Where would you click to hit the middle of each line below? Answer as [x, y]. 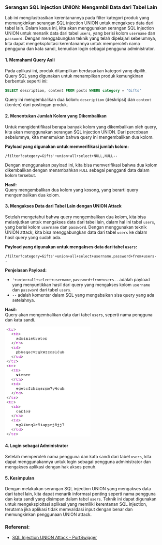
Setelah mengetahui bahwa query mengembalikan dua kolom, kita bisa [75, 217]
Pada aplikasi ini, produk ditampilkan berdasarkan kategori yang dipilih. [76, 71]
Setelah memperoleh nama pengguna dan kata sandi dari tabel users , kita [78, 456]
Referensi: [17, 527]
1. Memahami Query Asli [30, 60]
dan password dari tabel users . [42, 289]
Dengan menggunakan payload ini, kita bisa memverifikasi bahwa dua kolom [81, 165]
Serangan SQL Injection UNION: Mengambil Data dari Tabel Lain [81, 7]
